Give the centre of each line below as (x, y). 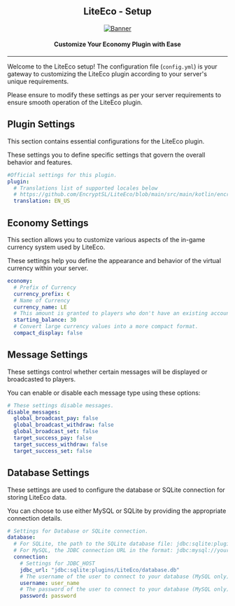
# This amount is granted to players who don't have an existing (111, 313)
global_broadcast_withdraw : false (64, 425)
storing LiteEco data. (37, 497)
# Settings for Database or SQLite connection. (78, 531)
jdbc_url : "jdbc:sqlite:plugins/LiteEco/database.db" (100, 570)
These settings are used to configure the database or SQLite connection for (116, 490)
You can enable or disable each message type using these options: (104, 393)
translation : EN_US (42, 201)
